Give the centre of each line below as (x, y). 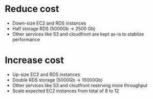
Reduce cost (32, 9)
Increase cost (35, 60)
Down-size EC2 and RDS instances (49, 23)
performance (26, 39)
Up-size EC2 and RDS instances (46, 74)
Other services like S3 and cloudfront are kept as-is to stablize (78, 34)
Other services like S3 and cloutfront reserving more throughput (80, 85)
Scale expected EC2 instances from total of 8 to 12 (65, 91)
